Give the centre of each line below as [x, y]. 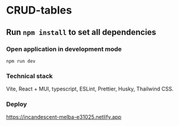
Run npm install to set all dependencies [81, 32]
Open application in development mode [64, 49]
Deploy [17, 104]
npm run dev [21, 61]
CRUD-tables [39, 10]
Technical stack [30, 76]
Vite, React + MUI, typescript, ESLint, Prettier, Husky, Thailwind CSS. [90, 89]
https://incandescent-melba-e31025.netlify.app [64, 117]
